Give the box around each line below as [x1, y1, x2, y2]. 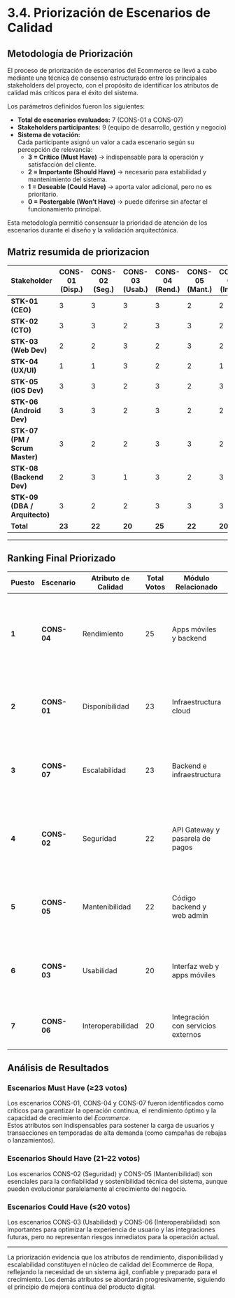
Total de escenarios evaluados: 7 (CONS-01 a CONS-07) [17, 116, 184, 124]
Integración [171, 1012, 210, 1021]
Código [171, 893, 197, 902]
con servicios [171, 1021, 217, 1031]
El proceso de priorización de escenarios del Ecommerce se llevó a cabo [7, 67, 218, 74]
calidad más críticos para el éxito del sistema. [7, 89, 138, 97]
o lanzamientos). [7, 1136, 55, 1145]
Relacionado [175, 582, 218, 592]
